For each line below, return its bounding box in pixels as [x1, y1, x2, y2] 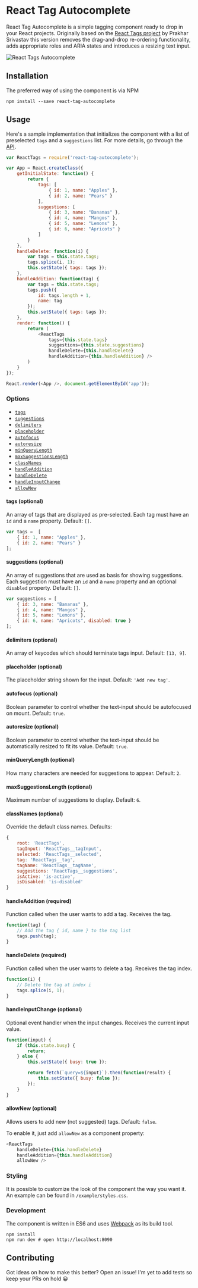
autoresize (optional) [6, 723, 59, 730]
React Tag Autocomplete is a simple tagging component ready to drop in [6, 23, 183, 30]
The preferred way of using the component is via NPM [6, 87, 139, 94]
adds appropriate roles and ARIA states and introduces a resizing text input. [6, 42, 191, 49]
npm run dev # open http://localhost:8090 [6, 1236, 113, 1243]
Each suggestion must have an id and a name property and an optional [6, 578, 177, 585]
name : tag [37, 298, 62, 304]
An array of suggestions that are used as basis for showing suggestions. [6, 571, 183, 579]
